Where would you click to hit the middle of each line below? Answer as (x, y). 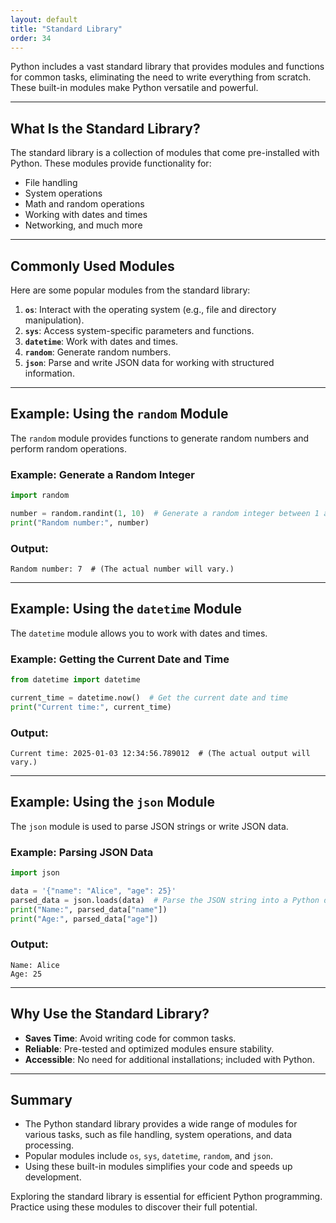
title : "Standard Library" (66, 29)
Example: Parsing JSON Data (82, 852)
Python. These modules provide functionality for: (111, 163)
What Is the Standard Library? (105, 128)
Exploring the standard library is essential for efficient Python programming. (166, 1197)
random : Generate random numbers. (98, 352)
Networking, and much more (83, 225)
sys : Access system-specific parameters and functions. (139, 330)
